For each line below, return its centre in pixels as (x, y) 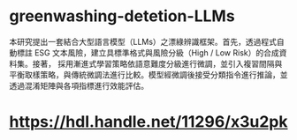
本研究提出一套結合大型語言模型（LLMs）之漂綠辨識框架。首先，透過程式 (143, 41)
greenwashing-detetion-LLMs (122, 16)
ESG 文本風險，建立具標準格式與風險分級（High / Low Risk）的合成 (157, 52)
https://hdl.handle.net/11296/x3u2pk (148, 122)
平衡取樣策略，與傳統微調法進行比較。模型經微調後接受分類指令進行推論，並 (148, 74)
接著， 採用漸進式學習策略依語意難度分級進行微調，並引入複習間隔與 (157, 63)
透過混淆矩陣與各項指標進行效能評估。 (79, 85)
